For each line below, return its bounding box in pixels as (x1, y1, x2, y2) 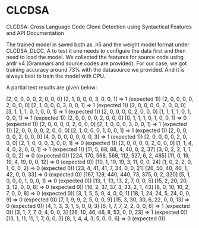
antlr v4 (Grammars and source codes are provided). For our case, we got (6, 60, 187, 67)
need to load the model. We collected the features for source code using (6, 53, 184, 60)
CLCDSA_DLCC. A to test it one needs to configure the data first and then (6, 47, 186, 54)
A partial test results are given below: (6, 84, 97, 91)
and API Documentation (6, 29, 64, 36)
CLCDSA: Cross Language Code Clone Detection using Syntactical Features (6, 23, 192, 30)
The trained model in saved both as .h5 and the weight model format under (6, 41, 189, 48)
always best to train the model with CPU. (6, 72, 106, 79)
